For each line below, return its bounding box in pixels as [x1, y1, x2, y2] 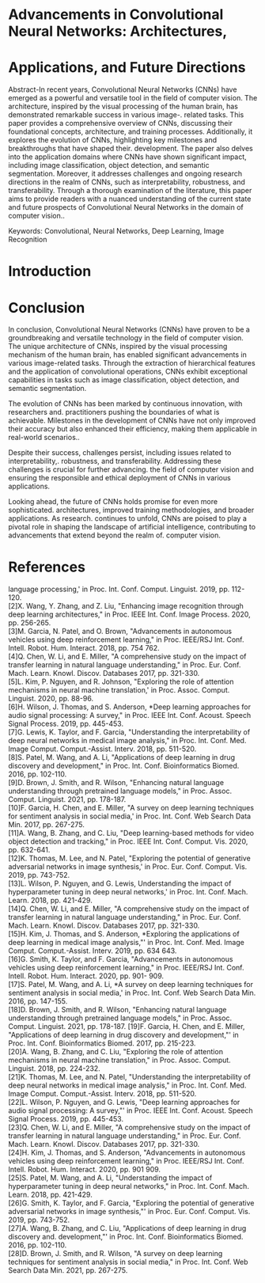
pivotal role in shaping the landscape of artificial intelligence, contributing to [8, 522, 256, 532]
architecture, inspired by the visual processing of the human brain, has [8, 101, 239, 112]
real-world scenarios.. [8, 433, 81, 442]
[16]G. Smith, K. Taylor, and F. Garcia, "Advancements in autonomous [8, 955, 233, 964]
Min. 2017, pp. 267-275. [8, 820, 85, 829]
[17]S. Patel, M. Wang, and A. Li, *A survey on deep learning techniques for [8, 980, 253, 989]
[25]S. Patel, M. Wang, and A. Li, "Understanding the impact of [8, 1173, 213, 1182]
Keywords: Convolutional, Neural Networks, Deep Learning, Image [8, 226, 225, 236]
